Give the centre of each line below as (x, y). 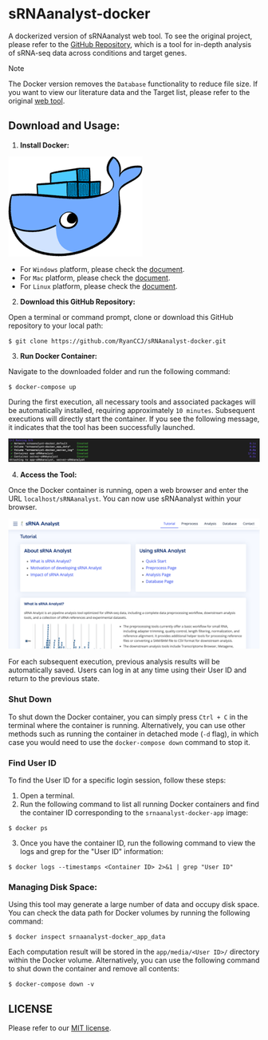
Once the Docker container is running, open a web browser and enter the (128, 490)
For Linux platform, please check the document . (99, 286)
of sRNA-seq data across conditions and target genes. (98, 53)
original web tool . (37, 100)
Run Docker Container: (59, 356)
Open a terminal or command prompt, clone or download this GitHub (121, 317)
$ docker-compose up (43, 387)
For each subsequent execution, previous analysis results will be (114, 662)
